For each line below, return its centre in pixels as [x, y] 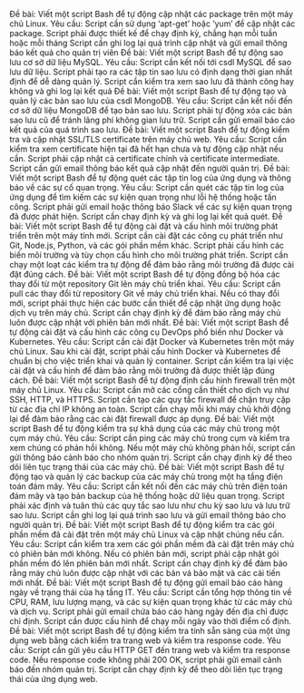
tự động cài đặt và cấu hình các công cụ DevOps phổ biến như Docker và [147, 332]
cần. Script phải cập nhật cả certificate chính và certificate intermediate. [145, 158]
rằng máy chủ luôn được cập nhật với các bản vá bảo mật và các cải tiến [145, 573]
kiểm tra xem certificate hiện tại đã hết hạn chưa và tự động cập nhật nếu [147, 149]
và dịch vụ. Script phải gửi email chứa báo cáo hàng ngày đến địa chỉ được [149, 611]
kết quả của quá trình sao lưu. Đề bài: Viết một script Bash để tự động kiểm [150, 130]
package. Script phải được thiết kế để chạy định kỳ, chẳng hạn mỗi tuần [143, 33]
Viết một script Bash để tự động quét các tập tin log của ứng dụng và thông [151, 178]
